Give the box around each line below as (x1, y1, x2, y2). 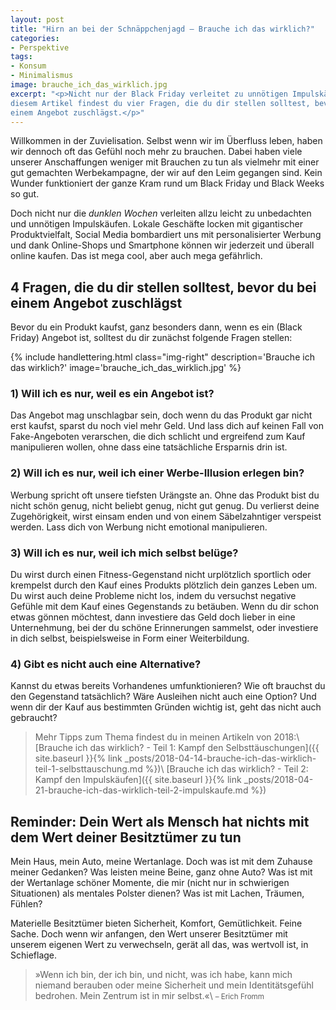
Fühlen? (10, 898, 43, 910)
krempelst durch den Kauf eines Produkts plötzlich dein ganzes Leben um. (10, 579, 318, 591)
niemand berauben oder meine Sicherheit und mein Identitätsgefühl (34, 979, 314, 991)
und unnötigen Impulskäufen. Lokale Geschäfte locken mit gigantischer (10, 218, 304, 230)
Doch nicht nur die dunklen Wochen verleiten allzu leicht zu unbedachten (10, 207, 312, 220)
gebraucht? (10, 712, 58, 724)
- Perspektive (10, 42, 70, 53)
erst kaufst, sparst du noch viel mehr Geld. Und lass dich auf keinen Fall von (10, 420, 324, 432)
